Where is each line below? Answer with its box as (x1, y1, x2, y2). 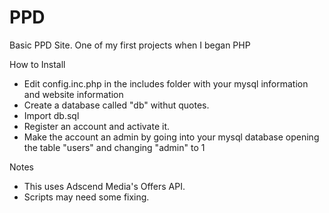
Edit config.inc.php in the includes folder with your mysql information (23, 77, 309, 90)
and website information (23, 88, 124, 100)
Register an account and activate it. (23, 120, 171, 132)
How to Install (9, 58, 66, 70)
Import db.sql (23, 109, 80, 121)
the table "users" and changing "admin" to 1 (23, 141, 206, 153)
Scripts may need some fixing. (23, 191, 150, 203)
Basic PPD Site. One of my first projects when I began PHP (9, 39, 251, 51)
